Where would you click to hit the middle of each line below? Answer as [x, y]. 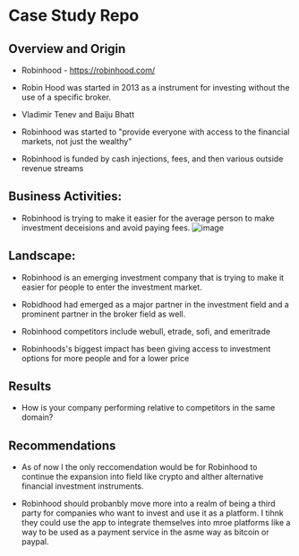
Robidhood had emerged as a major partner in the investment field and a [155, 304]
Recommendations [62, 445]
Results [30, 387]
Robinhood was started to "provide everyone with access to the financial [155, 132]
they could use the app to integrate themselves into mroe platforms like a [156, 523]
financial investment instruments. [82, 486]
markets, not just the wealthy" [77, 141]
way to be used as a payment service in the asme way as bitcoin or [145, 532]
